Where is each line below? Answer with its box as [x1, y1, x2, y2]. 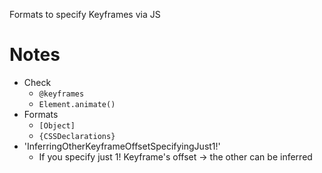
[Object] [38, 120, 76, 131]
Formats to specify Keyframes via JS [9, 9, 161, 20]
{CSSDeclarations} [38, 131, 116, 141]
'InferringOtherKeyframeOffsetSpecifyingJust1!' [23, 140, 221, 152]
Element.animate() [38, 99, 116, 109]
